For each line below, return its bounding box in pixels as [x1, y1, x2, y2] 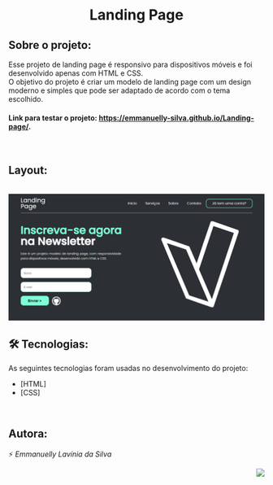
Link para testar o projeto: [8, 112, 97, 123]
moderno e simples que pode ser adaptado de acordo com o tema [8, 85, 231, 95]
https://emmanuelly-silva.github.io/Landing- [98, 112, 254, 123]
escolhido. [8, 94, 44, 103]
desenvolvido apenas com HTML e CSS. [8, 68, 144, 78]
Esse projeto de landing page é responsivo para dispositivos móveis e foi [8, 59, 253, 69]
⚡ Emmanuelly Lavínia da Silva [8, 449, 112, 459]
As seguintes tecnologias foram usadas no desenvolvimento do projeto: [8, 363, 249, 373]
